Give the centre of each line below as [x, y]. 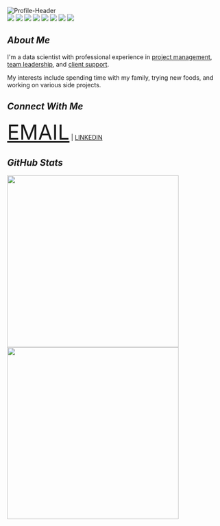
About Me [28, 40]
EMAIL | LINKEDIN [55, 132]
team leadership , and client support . [58, 64]
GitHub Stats [35, 163]
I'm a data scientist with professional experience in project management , [110, 57]
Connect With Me [45, 107]
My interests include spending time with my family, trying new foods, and [110, 77]
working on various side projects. [54, 85]
